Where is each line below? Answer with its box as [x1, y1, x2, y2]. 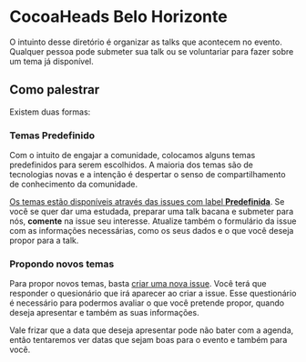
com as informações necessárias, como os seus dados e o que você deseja [9, 226, 294, 236]
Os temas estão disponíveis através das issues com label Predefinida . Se [9, 196, 285, 207]
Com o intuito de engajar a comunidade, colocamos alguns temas [9, 150, 256, 161]
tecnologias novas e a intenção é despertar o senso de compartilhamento [9, 169, 286, 180]
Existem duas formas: [9, 106, 91, 117]
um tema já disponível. [9, 55, 94, 66]
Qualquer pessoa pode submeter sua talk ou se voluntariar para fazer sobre [9, 45, 294, 56]
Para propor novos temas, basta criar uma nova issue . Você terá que [9, 278, 267, 289]
